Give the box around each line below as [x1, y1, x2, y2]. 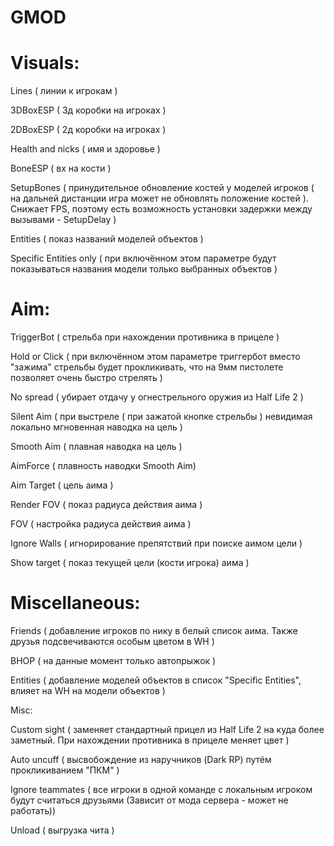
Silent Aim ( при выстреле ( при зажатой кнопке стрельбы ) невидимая [10, 411, 313, 423]
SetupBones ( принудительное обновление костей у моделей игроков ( [10, 182, 315, 194]
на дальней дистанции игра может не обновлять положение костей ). [10, 192, 309, 205]
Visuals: [10, 52, 80, 75]
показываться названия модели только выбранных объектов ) [10, 263, 278, 275]
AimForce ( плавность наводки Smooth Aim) [10, 460, 197, 472]
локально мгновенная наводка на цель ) [10, 421, 183, 433]
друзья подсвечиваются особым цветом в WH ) [10, 636, 215, 647]
